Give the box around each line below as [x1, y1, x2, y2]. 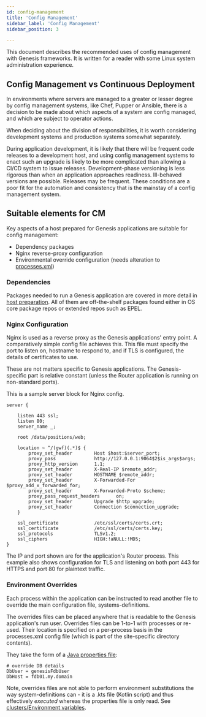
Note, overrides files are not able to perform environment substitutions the [6, 684, 194, 691]
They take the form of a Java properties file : [6, 651, 118, 658]
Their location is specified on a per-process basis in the [21, 626, 162, 633]
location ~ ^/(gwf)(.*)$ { [17, 445, 86, 451]
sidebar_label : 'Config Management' [6, 20, 100, 26]
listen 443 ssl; [17, 413, 59, 419]
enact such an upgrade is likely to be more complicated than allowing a [6, 158, 186, 165]
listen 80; [17, 418, 45, 425]
